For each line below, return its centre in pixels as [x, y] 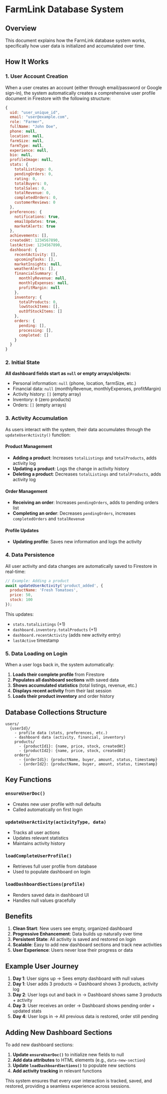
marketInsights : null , [38, 264]
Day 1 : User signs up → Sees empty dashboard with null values [78, 979]
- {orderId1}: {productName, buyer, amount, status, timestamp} [88, 760]
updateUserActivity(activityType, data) [56, 822]
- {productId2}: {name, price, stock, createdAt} [72, 751]
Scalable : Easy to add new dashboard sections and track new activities [87, 945]
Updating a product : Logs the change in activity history [71, 468]
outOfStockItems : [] [40, 311]
